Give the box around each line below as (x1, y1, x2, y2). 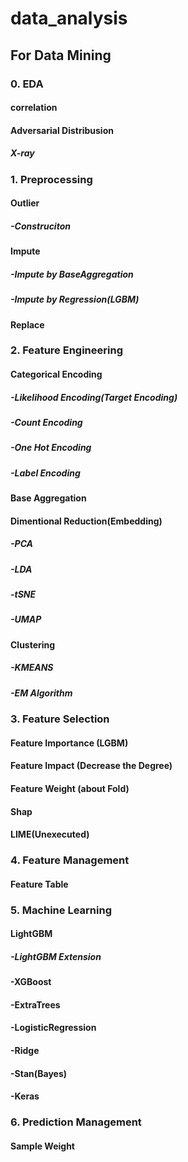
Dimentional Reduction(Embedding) (10, 515, 163, 527)
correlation (10, 102, 58, 114)
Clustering (10, 638, 56, 651)
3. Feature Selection (10, 712, 110, 726)
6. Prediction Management (10, 1115, 142, 1129)
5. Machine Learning (10, 903, 112, 917)
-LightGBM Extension (10, 950, 102, 962)
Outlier (10, 197, 40, 209)
